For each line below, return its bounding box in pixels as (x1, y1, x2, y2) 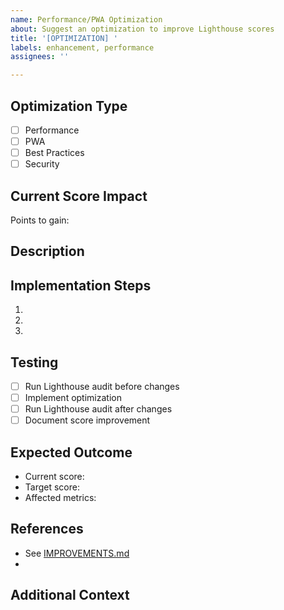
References (10, 521, 84, 538)
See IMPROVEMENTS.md (24, 547, 130, 559)
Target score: (24, 481, 80, 493)
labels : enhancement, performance (10, 42, 155, 53)
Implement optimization (24, 392, 122, 404)
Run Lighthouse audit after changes (24, 403, 173, 415)
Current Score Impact (10, 187, 148, 205)
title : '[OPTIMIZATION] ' (10, 33, 118, 43)
